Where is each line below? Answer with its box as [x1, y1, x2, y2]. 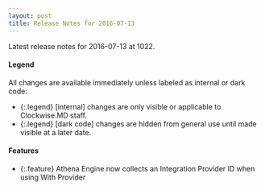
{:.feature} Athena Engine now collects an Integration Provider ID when [19, 163, 255, 173]
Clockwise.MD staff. [19, 110, 87, 120]
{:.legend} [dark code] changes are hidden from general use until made [19, 118, 257, 129]
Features [8, 146, 39, 155]
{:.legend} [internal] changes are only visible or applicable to [19, 101, 222, 111]
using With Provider [19, 172, 86, 182]
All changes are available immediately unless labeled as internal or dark [8, 77, 246, 87]
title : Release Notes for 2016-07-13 [8, 19, 135, 27]
